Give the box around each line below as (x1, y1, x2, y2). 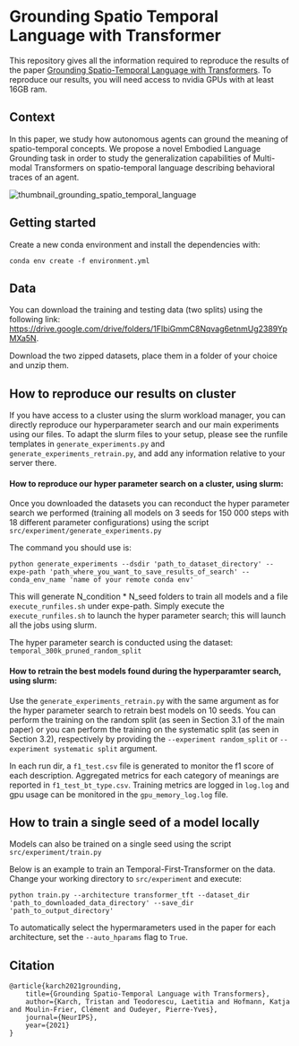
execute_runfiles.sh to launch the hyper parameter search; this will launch (9, 611, 286, 621)
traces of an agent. (9, 171, 80, 182)
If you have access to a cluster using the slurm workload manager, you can (9, 410, 286, 421)
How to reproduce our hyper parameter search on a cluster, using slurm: (9, 478, 284, 488)
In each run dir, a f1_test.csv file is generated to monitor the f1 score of (9, 760, 275, 771)
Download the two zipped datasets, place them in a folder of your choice (9, 350, 278, 361)
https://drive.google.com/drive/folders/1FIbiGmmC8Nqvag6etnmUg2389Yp (9, 323, 288, 334)
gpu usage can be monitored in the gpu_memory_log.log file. (9, 788, 228, 800)
